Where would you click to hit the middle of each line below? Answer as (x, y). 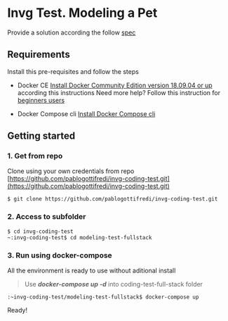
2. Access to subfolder (47, 217)
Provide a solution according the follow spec (72, 32)
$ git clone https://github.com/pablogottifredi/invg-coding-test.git (113, 199)
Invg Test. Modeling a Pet (82, 13)
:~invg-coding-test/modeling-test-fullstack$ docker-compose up (103, 297)
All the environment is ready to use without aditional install (92, 271)
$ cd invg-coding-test (40, 231)
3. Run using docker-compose (60, 255)
